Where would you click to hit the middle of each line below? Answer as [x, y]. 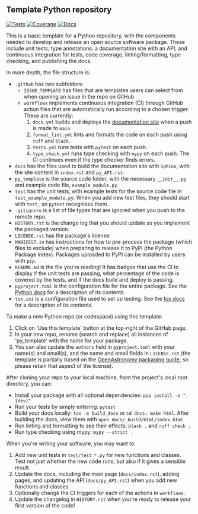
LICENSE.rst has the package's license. [63, 235]
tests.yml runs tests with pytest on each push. [90, 147]
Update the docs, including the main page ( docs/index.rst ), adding [97, 474]
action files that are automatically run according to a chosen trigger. [106, 109]
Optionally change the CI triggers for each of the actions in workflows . [100, 493]
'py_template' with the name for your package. [71, 340]
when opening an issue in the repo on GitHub [79, 96]
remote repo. [31, 216]
